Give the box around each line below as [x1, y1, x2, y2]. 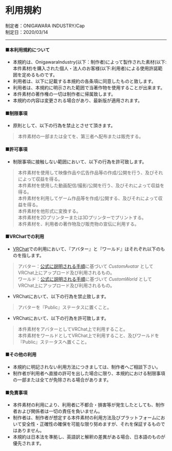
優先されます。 [12, 440, 45, 446]
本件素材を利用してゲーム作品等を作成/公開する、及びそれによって [17, 195, 158, 201]
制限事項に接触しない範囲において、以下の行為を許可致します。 [12, 159, 147, 165]
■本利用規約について [5, 47, 50, 53]
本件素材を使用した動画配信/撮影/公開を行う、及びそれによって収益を [17, 182, 165, 188]
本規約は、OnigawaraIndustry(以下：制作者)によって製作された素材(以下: [12, 59, 167, 65]
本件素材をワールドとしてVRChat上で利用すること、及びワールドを [17, 332, 160, 339]
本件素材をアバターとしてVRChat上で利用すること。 [17, 326, 128, 332]
